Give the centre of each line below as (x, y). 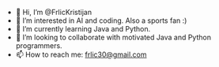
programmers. (39, 46)
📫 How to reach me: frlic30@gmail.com (81, 54)
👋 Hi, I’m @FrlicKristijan (54, 12)
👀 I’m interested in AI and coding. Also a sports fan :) (101, 20)
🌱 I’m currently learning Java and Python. (83, 29)
